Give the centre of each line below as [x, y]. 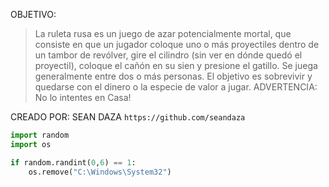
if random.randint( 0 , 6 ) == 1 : [73, 162]
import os [31, 144]
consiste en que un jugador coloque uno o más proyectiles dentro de [177, 44]
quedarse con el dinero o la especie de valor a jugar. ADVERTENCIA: [176, 87]
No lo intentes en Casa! [83, 97]
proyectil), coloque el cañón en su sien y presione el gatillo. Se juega [176, 65]
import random [40, 135]
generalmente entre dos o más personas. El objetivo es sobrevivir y [173, 76]
